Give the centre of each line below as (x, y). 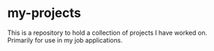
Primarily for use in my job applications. (65, 40)
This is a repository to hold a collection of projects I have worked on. (107, 33)
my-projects (44, 13)
